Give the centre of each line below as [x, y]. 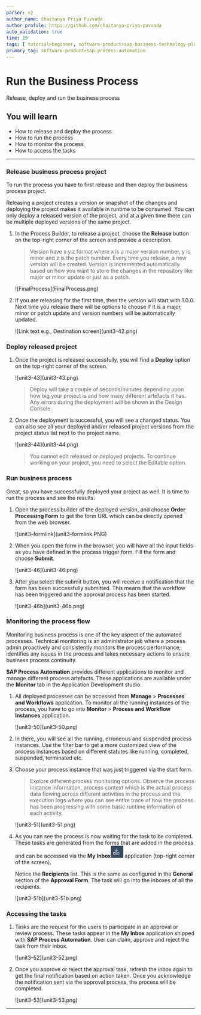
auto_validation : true [34, 32]
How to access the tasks [45, 150]
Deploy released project [42, 347]
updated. [26, 319]
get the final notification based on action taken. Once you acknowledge [103, 976]
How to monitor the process [49, 144]
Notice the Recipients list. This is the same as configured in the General [104, 874]
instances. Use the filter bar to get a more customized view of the [95, 745]
